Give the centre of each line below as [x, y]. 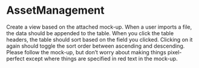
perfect [15, 58]
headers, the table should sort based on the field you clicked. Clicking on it [99, 39]
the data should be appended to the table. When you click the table [90, 33]
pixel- [175, 52]
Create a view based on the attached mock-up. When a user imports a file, [99, 27]
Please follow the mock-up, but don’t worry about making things [86, 52]
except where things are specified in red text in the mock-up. [102, 58]
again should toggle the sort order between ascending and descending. [96, 46]
